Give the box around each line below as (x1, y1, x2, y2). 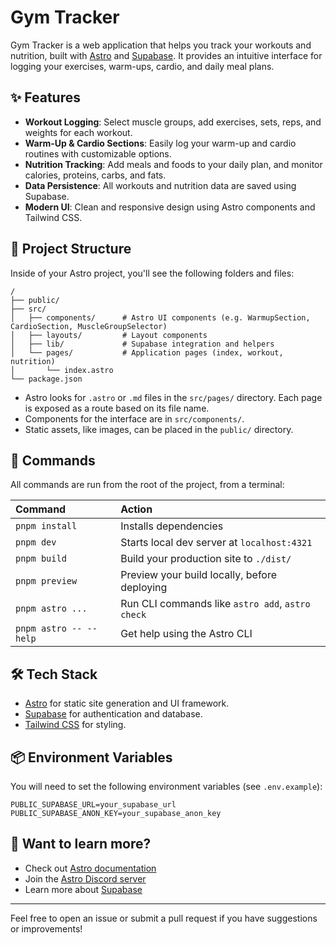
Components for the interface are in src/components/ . (24, 412, 245, 425)
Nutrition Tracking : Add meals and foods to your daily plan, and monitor (24, 158, 323, 170)
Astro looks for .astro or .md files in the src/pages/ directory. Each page (24, 391, 323, 403)
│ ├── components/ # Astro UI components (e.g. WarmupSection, (10, 312, 311, 323)
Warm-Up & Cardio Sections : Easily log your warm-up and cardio (24, 137, 297, 149)
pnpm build (15, 553, 67, 565)
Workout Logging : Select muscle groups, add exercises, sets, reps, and (24, 116, 322, 128)
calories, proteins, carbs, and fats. (24, 169, 167, 181)
